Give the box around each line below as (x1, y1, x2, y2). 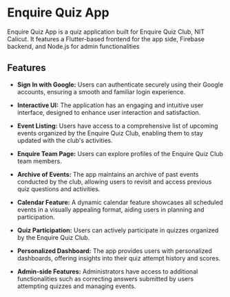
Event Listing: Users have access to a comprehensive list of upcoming (17, 122, 218, 130)
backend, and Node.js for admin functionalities (7, 42, 140, 50)
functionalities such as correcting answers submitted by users (17, 274, 194, 283)
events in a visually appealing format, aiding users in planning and (17, 205, 205, 214)
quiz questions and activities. (17, 184, 101, 193)
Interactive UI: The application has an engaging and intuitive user (17, 101, 204, 109)
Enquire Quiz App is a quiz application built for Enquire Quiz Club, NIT (7, 27, 205, 36)
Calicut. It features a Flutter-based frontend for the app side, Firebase (7, 34, 205, 43)
